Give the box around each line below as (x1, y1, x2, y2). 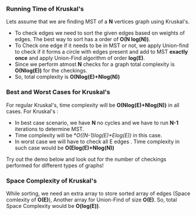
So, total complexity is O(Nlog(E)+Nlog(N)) (14, 73, 120, 81)
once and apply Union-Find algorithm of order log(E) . (14, 55, 145, 62)
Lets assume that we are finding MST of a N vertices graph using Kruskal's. (6, 18, 190, 25)
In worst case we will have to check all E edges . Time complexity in (14, 138, 180, 145)
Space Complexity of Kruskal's (6, 176, 97, 184)
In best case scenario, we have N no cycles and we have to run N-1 (14, 119, 179, 126)
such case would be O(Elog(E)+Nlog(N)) (14, 144, 115, 151)
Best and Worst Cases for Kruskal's (6, 88, 110, 96)
